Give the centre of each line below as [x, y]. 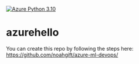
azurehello [33, 33]
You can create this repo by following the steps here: [70, 48]
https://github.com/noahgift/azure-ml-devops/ [62, 55]
